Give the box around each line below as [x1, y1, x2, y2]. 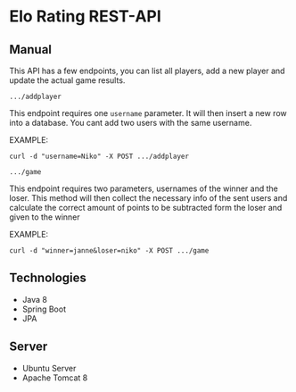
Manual [9, 42, 52, 57]
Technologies [9, 271, 87, 286]
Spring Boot [21, 304, 67, 314]
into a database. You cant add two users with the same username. [9, 118, 252, 128]
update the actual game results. [9, 75, 126, 86]
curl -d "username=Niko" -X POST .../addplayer [9, 152, 190, 161]
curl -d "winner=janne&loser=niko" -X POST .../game [9, 246, 210, 255]
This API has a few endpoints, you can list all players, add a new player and [9, 65, 285, 76]
